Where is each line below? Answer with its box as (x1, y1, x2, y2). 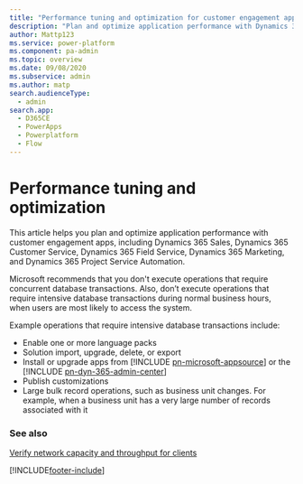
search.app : (9, 106, 54, 115)
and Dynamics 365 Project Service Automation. (9, 256, 186, 266)
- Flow (17, 139, 42, 148)
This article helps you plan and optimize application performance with (9, 227, 269, 237)
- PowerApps (17, 123, 63, 132)
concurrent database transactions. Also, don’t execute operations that (9, 283, 270, 293)
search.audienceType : (9, 88, 91, 98)
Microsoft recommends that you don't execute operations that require (9, 273, 269, 284)
